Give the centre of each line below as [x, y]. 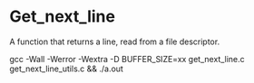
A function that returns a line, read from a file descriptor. [115, 41]
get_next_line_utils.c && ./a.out [67, 69]
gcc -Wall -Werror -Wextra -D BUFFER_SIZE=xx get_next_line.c [127, 59]
